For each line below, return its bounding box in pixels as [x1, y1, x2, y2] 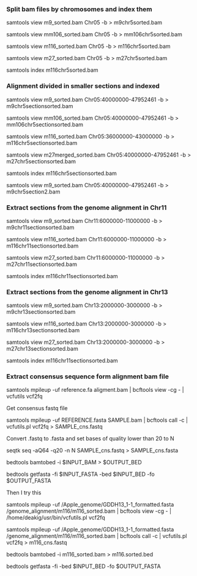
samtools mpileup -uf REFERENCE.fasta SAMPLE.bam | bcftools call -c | [6, 416, 188, 424]
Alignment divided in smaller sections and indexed [6, 82, 160, 90]
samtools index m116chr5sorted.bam [6, 66, 99, 74]
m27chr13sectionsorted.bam [6, 345, 78, 352]
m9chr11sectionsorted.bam [6, 224, 75, 231]
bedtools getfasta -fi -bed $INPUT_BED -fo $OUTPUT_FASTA [6, 562, 161, 570]
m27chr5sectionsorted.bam [6, 157, 76, 165]
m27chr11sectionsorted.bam [6, 260, 78, 268]
